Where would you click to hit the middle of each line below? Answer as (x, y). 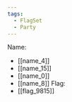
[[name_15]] (34, 69)
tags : (15, 14)
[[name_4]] (34, 61)
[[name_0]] (34, 76)
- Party (25, 27)
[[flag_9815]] (36, 91)
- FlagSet (28, 21)
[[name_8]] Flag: (41, 84)
